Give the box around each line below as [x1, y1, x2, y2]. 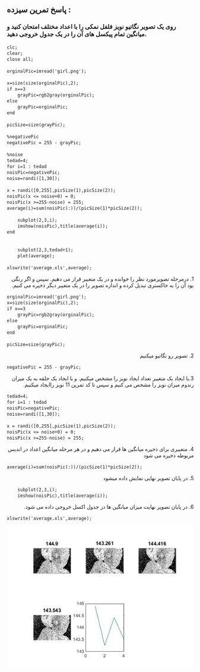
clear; [7, 50, 23, 56]
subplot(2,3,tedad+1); [17, 247, 74, 253]
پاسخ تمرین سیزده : [7, 5, 71, 15]
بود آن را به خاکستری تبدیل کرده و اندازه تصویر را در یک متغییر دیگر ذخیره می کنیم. [11, 281, 194, 288]
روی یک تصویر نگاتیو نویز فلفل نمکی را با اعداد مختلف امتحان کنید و [7, 23, 176, 31]
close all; [7, 56, 34, 62]
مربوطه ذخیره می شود [143, 452, 194, 459]
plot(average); [17, 253, 55, 259]
